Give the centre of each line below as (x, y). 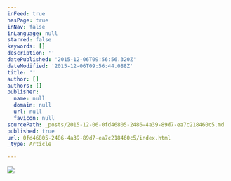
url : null (28, 112)
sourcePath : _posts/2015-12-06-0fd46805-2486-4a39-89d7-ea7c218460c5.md (116, 125)
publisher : (23, 92)
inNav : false (26, 27)
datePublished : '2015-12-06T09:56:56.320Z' (72, 60)
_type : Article (29, 145)
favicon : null (34, 118)
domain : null (33, 105)
